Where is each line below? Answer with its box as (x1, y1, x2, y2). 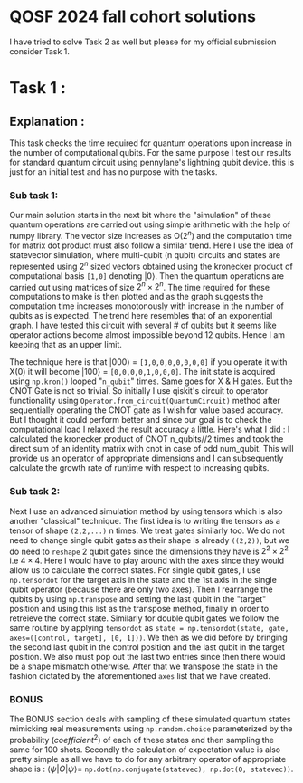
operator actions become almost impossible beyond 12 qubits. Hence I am (9, 329, 286, 340)
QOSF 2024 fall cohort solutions (9, 6, 256, 27)
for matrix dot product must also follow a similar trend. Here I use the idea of (9, 240, 294, 251)
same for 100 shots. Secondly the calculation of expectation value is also (9, 744, 281, 755)
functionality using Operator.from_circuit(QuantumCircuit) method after (9, 396, 280, 406)
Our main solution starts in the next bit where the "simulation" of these (9, 210, 271, 221)
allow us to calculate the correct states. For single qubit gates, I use (9, 565, 261, 576)
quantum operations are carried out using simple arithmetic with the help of (9, 219, 291, 230)
